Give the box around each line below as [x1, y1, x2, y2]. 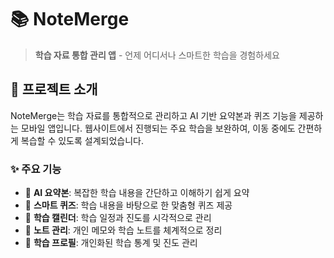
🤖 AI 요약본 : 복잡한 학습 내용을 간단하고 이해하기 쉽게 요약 [24, 187, 250, 199]
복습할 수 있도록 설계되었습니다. [20, 134, 144, 146]
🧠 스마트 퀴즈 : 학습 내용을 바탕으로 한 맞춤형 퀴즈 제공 [24, 199, 233, 211]
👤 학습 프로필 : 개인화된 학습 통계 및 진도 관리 [24, 237, 198, 249]
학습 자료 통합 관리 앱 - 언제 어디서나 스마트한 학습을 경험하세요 [34, 49, 280, 61]
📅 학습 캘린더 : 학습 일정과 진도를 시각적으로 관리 [24, 212, 212, 224]
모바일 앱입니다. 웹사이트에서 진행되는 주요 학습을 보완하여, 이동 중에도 [20, 122, 296, 134]
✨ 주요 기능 [10, 162, 62, 176]
